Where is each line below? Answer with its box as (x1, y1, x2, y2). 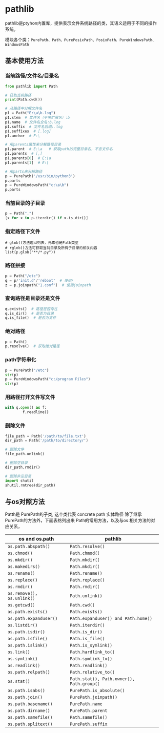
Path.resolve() (70, 544, 105, 549)
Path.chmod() (70, 550, 100, 556)
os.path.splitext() (7, 721, 53, 727)
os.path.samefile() (7, 714, 53, 720)
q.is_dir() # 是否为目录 (5, 311, 54, 316)
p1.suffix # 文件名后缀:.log (5, 124, 63, 129)
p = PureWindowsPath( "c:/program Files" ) (5, 377, 91, 382)
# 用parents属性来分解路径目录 (5, 142, 61, 147)
